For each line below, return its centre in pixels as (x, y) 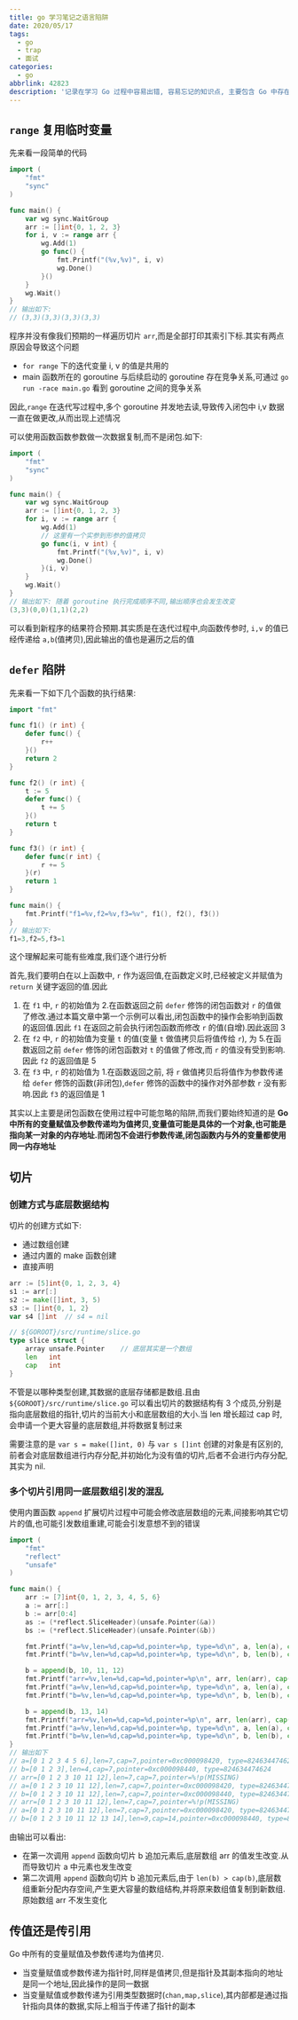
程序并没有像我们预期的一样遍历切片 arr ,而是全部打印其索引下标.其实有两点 (147, 336)
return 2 (41, 758)
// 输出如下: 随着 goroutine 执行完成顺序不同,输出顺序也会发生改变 (122, 601)
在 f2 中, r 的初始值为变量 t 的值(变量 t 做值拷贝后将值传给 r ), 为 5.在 (148, 1038)
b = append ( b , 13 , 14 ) (67, 1711)
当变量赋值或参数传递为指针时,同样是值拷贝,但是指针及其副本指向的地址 (153, 1972)
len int (43, 1357)
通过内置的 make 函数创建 (69, 1256)
